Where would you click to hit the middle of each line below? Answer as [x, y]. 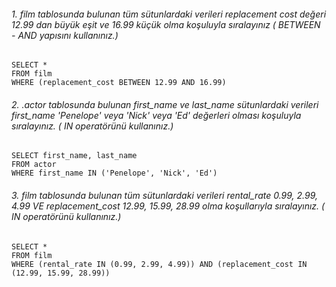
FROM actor [34, 165]
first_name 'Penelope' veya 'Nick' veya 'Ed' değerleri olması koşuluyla [156, 115]
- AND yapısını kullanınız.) [65, 35]
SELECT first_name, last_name [74, 156]
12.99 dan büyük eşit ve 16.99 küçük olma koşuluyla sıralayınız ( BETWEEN [166, 24]
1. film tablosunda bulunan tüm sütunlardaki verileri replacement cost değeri [169, 14]
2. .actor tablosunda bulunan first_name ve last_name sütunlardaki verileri [165, 104]
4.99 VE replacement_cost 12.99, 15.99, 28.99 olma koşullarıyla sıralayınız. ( [168, 206]
